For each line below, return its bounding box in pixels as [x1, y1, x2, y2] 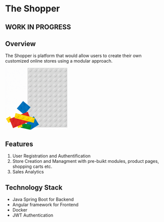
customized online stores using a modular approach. [5, 58, 113, 64]
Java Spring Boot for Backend [12, 197, 74, 203]
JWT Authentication [12, 212, 54, 219]
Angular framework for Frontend [12, 202, 79, 208]
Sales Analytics [12, 169, 44, 175]
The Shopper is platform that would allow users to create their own [5, 53, 142, 59]
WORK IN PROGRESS [5, 23, 71, 31]
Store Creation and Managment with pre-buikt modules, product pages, [12, 158, 159, 164]
